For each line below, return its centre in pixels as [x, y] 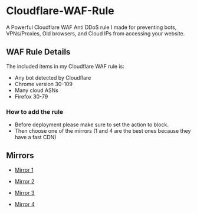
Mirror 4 [25, 204]
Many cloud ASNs [37, 90]
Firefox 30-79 [31, 96]
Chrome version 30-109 [43, 84]
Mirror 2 [24, 181]
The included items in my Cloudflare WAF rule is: [65, 66]
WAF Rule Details [38, 52]
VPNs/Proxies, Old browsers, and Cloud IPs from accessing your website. [96, 33]
